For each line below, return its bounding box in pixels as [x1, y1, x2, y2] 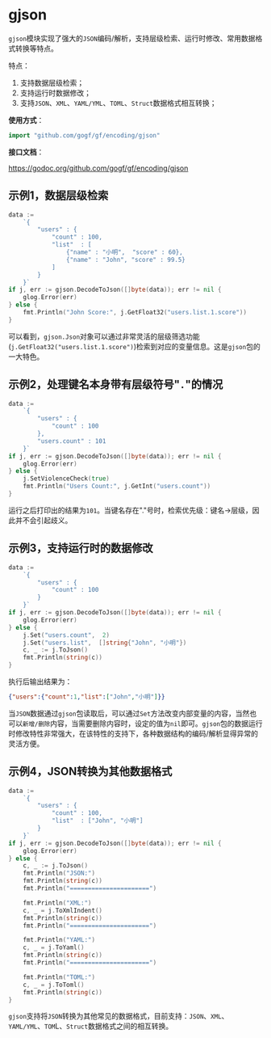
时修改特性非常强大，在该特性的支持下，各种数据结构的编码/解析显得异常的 [8, 728, 259, 738]
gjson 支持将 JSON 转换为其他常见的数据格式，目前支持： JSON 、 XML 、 [8, 1011, 229, 1021]
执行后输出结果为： [8, 677, 73, 686]
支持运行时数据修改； [19, 87, 91, 98]
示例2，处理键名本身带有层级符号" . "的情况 [8, 378, 223, 391]
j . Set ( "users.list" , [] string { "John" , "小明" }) [23, 639, 187, 647]
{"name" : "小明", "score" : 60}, [65, 248, 183, 256]
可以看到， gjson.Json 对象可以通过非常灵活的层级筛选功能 [8, 331, 200, 341]
